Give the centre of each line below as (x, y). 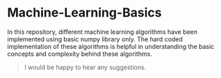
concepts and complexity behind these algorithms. (80, 54)
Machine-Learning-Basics (84, 13)
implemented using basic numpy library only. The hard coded (95, 39)
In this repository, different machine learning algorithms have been (103, 32)
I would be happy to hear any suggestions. (85, 67)
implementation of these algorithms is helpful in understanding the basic (111, 46)
